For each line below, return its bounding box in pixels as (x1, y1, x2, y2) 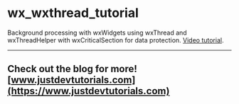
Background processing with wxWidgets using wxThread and (7, 28, 187, 37)
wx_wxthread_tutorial (7, 5, 139, 21)
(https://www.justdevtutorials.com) (7, 85, 170, 97)
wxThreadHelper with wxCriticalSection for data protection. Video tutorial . (7, 35, 224, 44)
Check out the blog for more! (7, 63, 137, 75)
